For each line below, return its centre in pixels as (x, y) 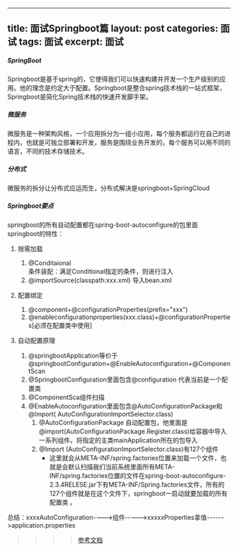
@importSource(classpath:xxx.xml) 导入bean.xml (100, 280)
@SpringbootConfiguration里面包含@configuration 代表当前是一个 (125, 379)
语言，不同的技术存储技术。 (48, 151)
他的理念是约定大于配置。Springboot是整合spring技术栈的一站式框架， (123, 88)
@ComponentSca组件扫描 (66, 397)
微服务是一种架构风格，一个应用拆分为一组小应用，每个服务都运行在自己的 (116, 134)
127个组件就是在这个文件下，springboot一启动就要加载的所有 (138, 494)
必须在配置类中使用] (63, 325)
